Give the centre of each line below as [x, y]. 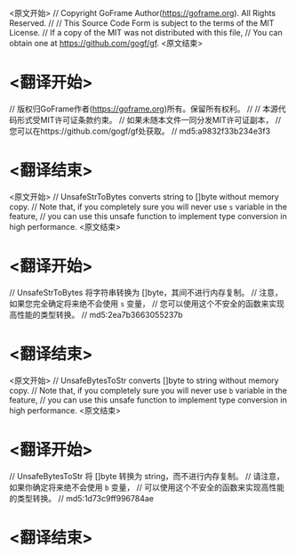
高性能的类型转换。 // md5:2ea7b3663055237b [96, 314]
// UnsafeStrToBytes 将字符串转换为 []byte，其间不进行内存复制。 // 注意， [146, 292]
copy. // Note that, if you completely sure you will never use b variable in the [148, 390]
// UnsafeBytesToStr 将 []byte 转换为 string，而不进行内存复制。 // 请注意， [147, 476]
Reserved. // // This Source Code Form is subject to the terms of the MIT [142, 23]
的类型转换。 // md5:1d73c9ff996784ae [81, 498]
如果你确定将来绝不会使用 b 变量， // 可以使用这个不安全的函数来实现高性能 [147, 487]
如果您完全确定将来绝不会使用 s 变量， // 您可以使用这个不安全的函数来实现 [147, 303]
